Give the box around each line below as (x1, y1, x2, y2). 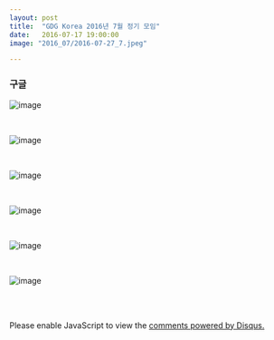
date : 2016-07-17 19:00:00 (9, 30, 119, 39)
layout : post (9, 13, 59, 23)
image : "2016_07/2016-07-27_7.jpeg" (9, 38, 147, 48)
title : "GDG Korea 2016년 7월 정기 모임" (9, 22, 161, 31)
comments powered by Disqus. (148, 319, 265, 331)
